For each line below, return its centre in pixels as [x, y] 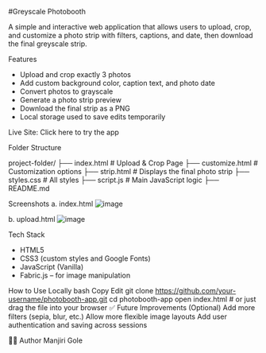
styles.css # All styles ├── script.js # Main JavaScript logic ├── [114, 180]
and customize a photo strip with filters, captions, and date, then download [131, 35]
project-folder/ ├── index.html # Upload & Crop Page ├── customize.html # [133, 163]
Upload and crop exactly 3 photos [75, 74]
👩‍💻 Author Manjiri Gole [46, 340]
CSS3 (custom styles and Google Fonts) [85, 258]
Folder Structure [35, 147]
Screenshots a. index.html [51, 204]
